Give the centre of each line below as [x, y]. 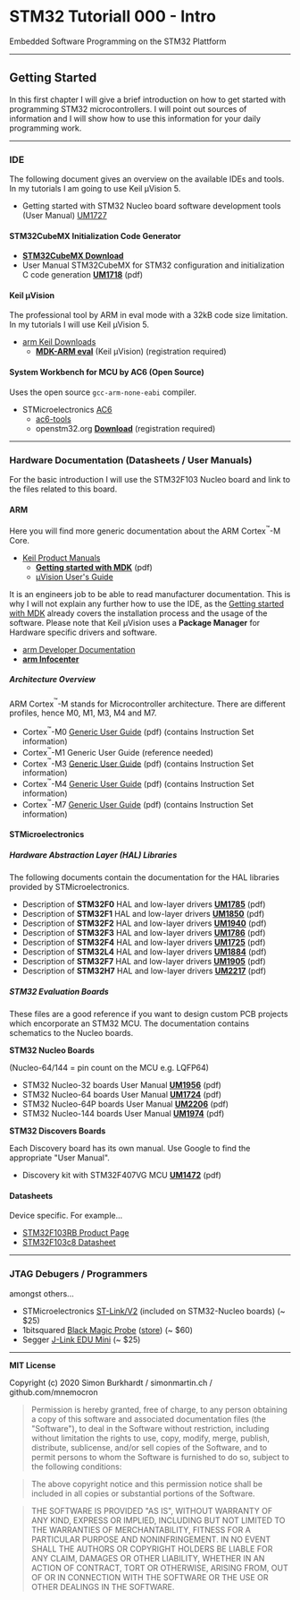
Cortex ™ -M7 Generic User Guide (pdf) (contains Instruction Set [138, 804]
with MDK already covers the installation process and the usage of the [138, 613]
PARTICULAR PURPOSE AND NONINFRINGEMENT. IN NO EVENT [151, 1539]
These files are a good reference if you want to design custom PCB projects [149, 1014]
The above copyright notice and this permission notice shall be [147, 1484]
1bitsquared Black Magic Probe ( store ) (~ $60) [108, 1330]
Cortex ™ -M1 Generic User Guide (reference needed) [118, 752]
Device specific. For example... [66, 1216]
